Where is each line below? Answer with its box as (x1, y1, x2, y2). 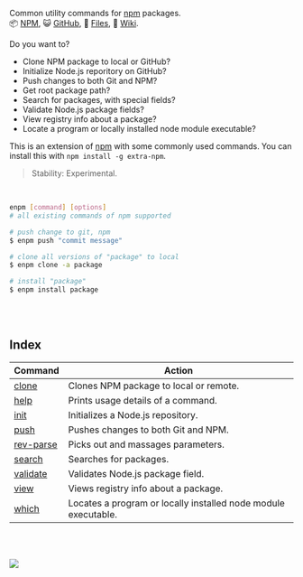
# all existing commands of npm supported (9, 211, 171, 220)
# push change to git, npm (9, 228, 111, 237)
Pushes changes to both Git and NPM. (68, 423, 230, 436)
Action (163, 364, 194, 377)
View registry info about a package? (22, 114, 157, 125)
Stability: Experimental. (31, 168, 117, 179)
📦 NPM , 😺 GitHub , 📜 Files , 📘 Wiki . (9, 18, 139, 28)
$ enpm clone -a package (9, 261, 103, 270)
